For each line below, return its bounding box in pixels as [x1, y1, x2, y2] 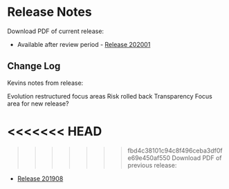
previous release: [127, 161, 177, 169]
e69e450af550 [127, 153, 171, 162]
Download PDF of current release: [7, 27, 104, 35]
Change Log [7, 60, 61, 72]
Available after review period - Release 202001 [17, 40, 151, 48]
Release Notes [7, 4, 92, 20]
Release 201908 [17, 174, 64, 183]
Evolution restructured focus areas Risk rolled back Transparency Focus [7, 92, 212, 100]
